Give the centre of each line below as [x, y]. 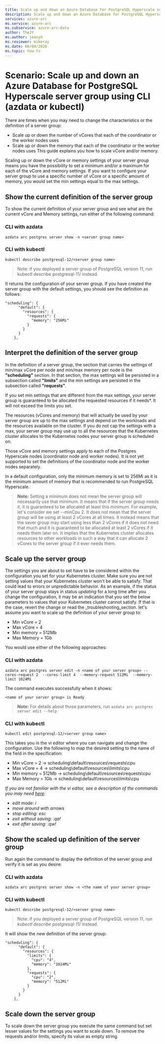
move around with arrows [38, 808]
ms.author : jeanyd [24, 37]
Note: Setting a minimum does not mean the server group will [80, 496]
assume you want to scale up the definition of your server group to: [73, 612]
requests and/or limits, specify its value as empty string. [62, 1037]
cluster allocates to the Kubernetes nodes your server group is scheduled [79, 436]
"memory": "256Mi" [50, 320]
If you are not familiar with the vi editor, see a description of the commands [82, 788]
